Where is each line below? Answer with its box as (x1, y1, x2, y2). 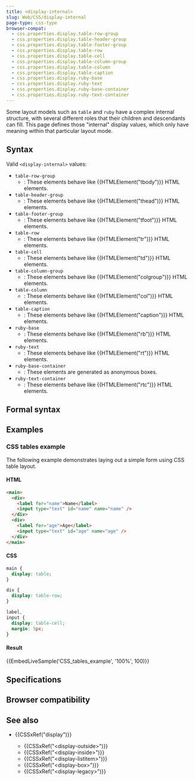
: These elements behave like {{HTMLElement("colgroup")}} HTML (23, 273, 188, 280)
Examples (6, 424, 44, 435)
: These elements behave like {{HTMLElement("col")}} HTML (23, 292, 174, 299)
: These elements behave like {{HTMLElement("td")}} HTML (23, 254, 171, 261)
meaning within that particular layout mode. (6, 127, 113, 134)
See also (6, 715, 39, 725)
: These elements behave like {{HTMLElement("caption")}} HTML (23, 311, 184, 318)
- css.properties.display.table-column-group (11, 58, 127, 64)
